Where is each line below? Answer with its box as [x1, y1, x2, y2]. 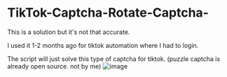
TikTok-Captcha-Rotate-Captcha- [7, 5, 209, 21]
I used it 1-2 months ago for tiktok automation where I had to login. [7, 41, 199, 49]
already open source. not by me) [7, 62, 102, 70]
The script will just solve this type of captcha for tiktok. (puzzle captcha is [7, 54, 221, 63]
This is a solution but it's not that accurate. [7, 28, 130, 36]
